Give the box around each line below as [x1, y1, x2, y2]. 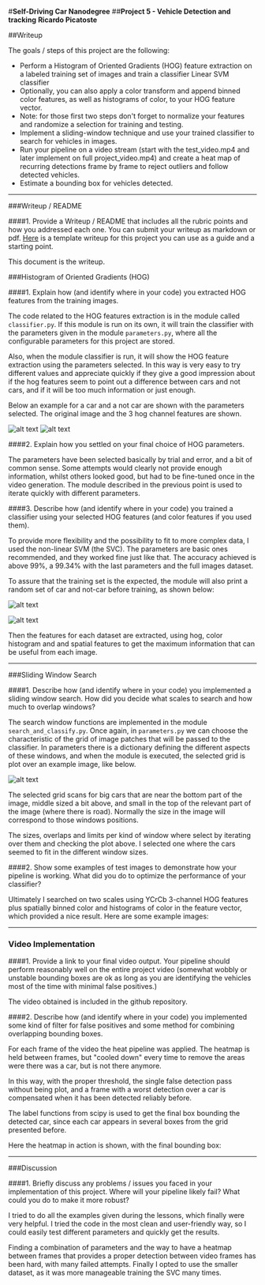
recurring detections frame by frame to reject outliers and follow [19, 162, 229, 171]
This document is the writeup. [8, 257, 105, 266]
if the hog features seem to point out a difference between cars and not [8, 377, 241, 386]
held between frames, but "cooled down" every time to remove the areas [8, 1053, 245, 1062]
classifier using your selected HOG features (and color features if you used [8, 513, 252, 521]
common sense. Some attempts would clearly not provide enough [8, 464, 222, 472]
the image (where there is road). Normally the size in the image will [8, 807, 226, 816]
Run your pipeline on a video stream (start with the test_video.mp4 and [19, 145, 250, 154]
